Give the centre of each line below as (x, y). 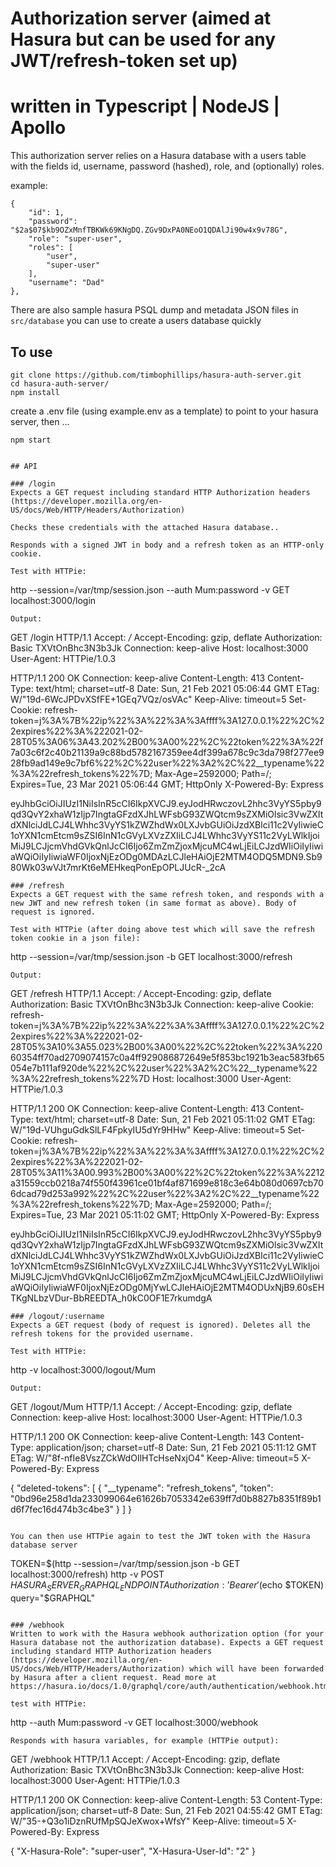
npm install (35, 392)
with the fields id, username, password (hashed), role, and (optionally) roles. (167, 166)
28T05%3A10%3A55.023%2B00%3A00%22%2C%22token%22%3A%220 (166, 1046)
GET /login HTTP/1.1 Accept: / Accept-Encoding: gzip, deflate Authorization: (166, 637)
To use (31, 352)
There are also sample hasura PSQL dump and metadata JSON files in (154, 310)
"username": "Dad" (66, 283)
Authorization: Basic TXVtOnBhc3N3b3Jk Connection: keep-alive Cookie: (162, 1004)
